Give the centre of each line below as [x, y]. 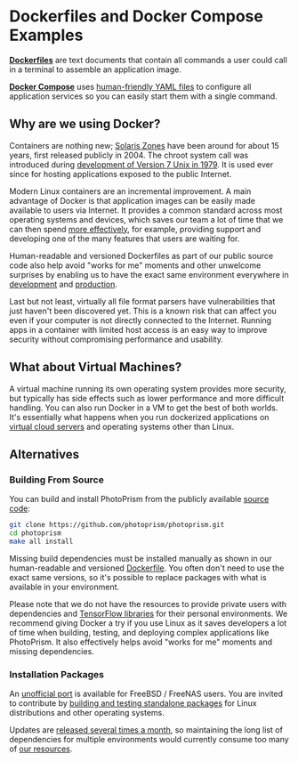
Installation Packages [57, 674]
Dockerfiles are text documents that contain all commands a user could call [148, 60]
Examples [46, 35]
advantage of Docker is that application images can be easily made [133, 200]
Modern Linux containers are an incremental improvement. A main [130, 191]
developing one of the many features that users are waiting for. [125, 239]
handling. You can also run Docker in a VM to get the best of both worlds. [144, 408]
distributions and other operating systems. [87, 713]
